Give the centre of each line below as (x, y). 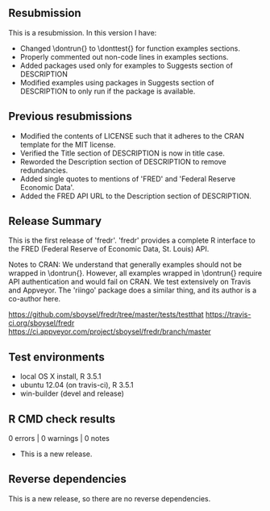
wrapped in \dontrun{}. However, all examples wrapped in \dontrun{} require (135, 273)
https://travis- (228, 314)
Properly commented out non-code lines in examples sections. (124, 56)
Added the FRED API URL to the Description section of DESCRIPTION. (136, 196)
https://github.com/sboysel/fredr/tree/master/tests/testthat (106, 314)
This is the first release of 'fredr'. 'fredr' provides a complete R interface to (132, 240)
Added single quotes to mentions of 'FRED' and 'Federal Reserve (128, 179)
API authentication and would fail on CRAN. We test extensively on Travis (130, 282)
